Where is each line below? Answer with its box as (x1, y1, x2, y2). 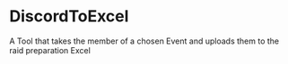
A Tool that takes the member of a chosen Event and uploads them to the (9, 36, 280, 46)
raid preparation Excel (9, 44, 92, 55)
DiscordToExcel (9, 6, 129, 27)
